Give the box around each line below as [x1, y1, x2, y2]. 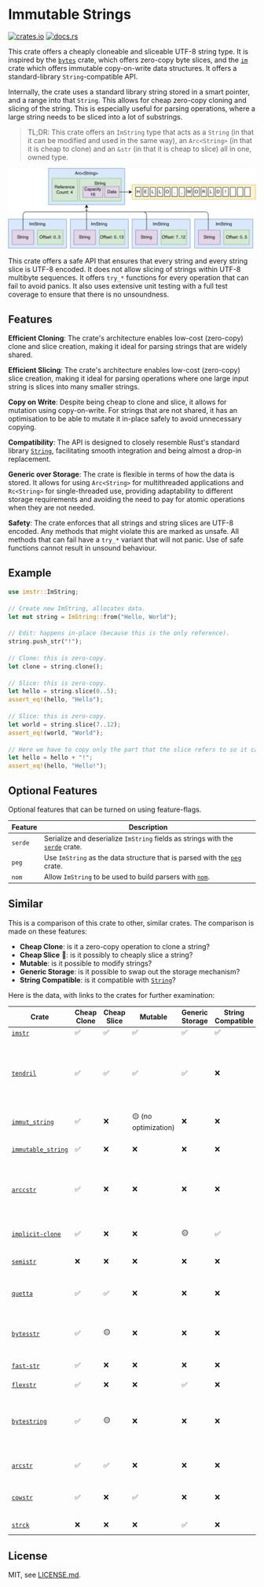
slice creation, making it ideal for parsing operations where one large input [8, 374, 249, 383]
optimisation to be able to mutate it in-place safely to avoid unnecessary [8, 414, 242, 424]
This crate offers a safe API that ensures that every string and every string [8, 256, 248, 266]
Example [8, 566, 52, 580]
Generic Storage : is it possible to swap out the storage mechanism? [19, 967, 240, 976]
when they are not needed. [8, 503, 96, 513]
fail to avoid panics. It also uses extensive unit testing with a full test [8, 282, 228, 291]
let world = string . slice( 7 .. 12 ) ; [8, 720, 122, 728]
